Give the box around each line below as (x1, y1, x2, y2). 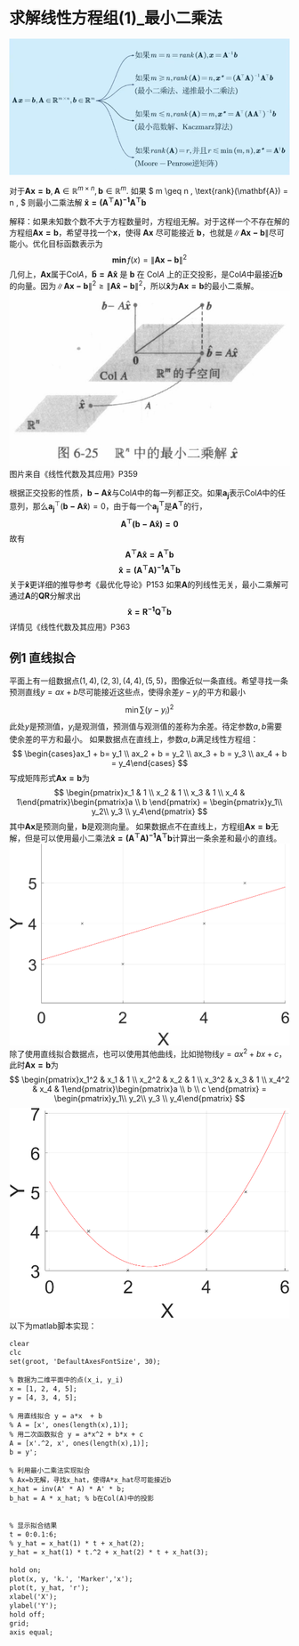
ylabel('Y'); (9, 1601, 58, 1610)
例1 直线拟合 (9, 650, 77, 666)
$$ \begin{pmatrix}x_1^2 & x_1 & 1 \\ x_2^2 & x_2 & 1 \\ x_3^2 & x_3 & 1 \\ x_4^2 (9, 1074, 290, 1085)
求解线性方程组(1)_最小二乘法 (9, 8, 222, 28)
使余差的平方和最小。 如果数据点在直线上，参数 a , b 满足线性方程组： (9, 734, 259, 744)
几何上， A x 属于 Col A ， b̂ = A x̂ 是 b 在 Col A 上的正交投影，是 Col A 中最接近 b (9, 269, 283, 280)
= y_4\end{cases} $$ (110, 758, 189, 768)
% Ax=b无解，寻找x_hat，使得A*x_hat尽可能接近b (9, 1475, 172, 1484)
